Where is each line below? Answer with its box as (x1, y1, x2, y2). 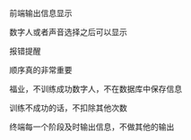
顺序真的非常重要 (9, 65, 73, 75)
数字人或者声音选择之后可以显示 (9, 27, 127, 37)
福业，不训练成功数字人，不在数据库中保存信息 (9, 84, 182, 94)
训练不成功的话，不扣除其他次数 (9, 103, 127, 113)
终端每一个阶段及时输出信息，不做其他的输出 (9, 121, 175, 132)
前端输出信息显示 (9, 8, 73, 18)
